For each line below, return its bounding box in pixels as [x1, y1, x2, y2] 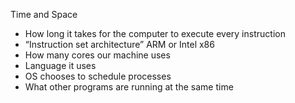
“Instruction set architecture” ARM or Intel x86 [24, 39, 215, 50]
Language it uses [24, 60, 97, 71]
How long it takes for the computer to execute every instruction [24, 28, 286, 39]
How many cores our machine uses [24, 49, 171, 61]
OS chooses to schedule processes [24, 70, 172, 82]
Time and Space [10, 9, 78, 20]
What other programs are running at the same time [24, 81, 234, 93]
